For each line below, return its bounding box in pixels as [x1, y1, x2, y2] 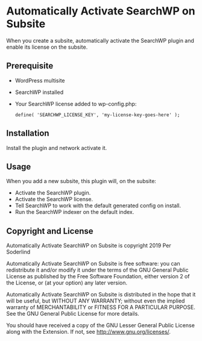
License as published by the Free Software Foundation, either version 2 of [6, 273, 190, 280]
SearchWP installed [14, 89, 64, 96]
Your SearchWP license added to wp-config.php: [14, 100, 137, 107]
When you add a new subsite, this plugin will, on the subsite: [6, 178, 157, 185]
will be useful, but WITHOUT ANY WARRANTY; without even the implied [6, 297, 185, 305]
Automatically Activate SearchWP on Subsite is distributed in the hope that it [6, 291, 196, 298]
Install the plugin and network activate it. [6, 144, 107, 151]
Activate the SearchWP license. [14, 196, 93, 203]
